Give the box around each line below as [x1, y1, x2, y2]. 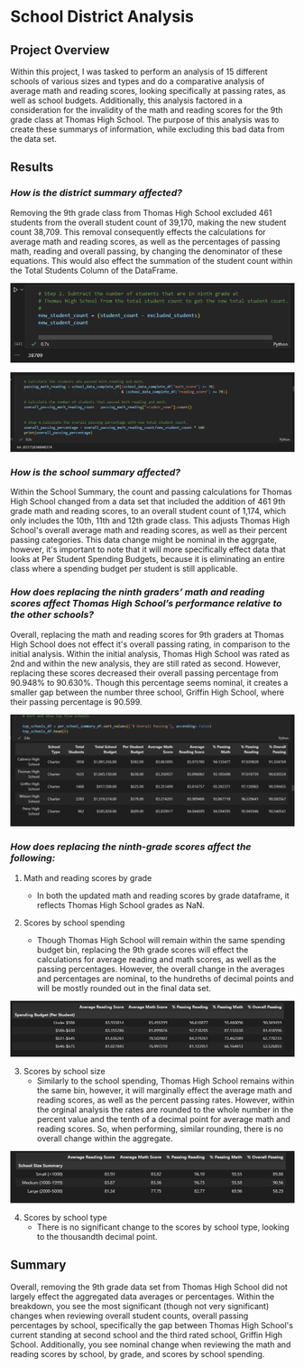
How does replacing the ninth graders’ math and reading [10, 586, 265, 598]
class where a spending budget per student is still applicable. [10, 563, 238, 575]
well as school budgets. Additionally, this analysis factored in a [10, 95, 243, 106]
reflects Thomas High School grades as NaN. [36, 899, 206, 910]
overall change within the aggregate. [36, 1133, 173, 1144]
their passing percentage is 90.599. [10, 696, 143, 707]
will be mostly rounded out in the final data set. [36, 982, 211, 993]
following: [10, 852, 56, 865]
